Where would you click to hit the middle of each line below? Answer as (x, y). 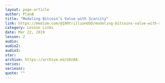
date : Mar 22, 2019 (25, 32)
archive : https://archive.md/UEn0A (41, 60)
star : (11, 55)
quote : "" (15, 73)
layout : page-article (27, 10)
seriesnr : (15, 69)
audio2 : (13, 46)
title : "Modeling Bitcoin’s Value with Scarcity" (57, 19)
